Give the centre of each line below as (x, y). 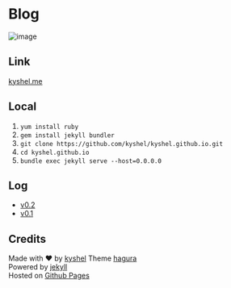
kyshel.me (25, 81)
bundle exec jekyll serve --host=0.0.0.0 (90, 161)
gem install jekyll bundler (67, 135)
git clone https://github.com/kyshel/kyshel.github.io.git (122, 144)
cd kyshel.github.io (55, 152)
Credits (27, 239)
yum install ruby (49, 127)
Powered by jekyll (38, 267)
